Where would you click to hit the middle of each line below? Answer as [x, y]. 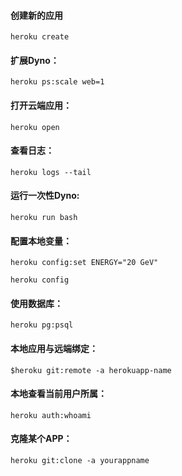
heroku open [35, 127]
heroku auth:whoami [51, 415]
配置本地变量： [41, 241]
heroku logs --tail [51, 172]
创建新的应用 [36, 15]
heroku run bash [44, 218]
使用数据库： [36, 303]
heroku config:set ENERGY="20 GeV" [84, 263]
